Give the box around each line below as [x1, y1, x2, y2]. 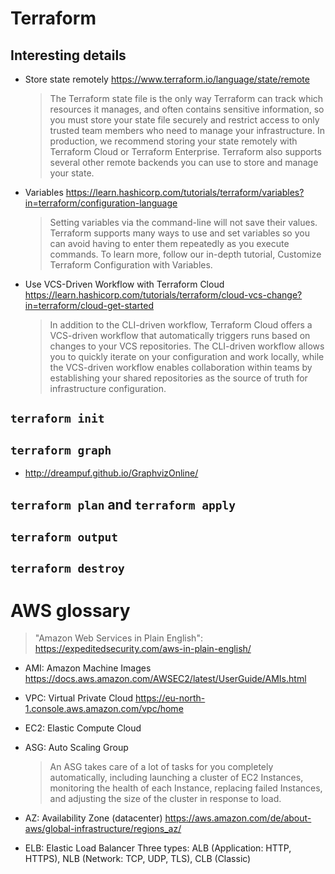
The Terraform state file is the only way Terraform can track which [49, 93, 324, 104]
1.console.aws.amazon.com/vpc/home [24, 703, 184, 715]
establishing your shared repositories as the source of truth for [49, 372, 308, 384]
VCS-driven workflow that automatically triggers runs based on [49, 330, 311, 341]
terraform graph [10, 443, 112, 457]
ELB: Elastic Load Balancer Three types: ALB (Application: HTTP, [24, 842, 292, 854]
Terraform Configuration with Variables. [49, 259, 213, 271]
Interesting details [10, 47, 127, 64]
